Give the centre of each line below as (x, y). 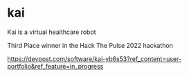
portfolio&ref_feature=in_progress (55, 66)
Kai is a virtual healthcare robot (52, 32)
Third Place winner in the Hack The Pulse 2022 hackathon (90, 45)
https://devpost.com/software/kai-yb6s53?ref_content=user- (94, 59)
